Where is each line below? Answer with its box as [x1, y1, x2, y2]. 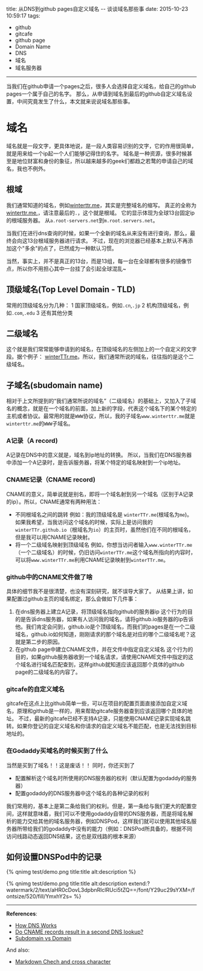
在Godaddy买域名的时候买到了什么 [6, 747, 109, 755]
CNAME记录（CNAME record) [6, 476, 95, 484]
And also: [6, 946, 30, 953]
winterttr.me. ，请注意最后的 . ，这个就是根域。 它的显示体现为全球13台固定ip [6, 209, 195, 216]
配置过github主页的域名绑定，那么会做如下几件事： [11, 595, 139, 602]
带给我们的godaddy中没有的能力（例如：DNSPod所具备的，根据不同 [22, 825, 192, 832]
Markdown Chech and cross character [14, 958, 111, 966]
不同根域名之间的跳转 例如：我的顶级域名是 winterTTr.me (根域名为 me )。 [14, 511, 193, 518]
